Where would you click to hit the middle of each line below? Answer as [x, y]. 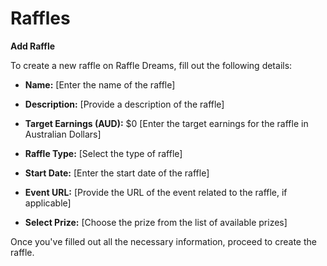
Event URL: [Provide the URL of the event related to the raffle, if [156, 192]
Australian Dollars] [63, 134]
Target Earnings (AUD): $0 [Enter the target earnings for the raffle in [166, 123]
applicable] [48, 203]
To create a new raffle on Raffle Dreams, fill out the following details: [151, 65]
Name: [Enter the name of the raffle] [100, 84]
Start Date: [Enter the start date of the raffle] [117, 173]
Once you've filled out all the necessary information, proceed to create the [163, 241]
